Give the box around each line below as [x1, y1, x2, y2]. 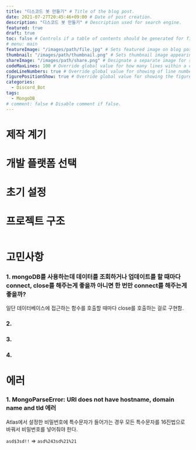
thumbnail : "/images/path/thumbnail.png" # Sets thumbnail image [6, 52, 168, 58]
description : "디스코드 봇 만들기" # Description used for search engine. [6, 19, 182, 25]
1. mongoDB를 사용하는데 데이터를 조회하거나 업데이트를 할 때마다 [6, 273, 181, 281]
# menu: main [6, 41, 38, 47]
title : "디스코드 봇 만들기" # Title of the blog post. [6, 8, 135, 15]
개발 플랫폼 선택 [6, 157, 77, 170]
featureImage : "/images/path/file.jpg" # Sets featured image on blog [6, 47, 181, 53]
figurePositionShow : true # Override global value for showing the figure [6, 74, 192, 79]
